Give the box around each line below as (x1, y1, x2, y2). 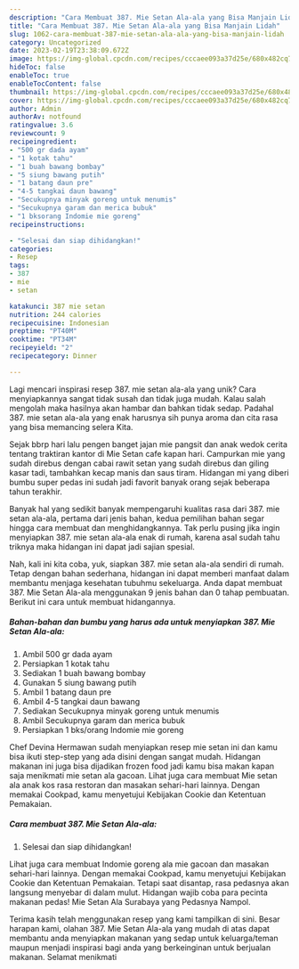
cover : (9, 95, 34, 105)
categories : (9, 244, 53, 254)
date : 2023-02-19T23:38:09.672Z (9, 46, 129, 55)
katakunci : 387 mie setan (9, 302, 105, 311)
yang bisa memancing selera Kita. (9, 421, 133, 432)
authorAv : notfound (9, 112, 82, 121)
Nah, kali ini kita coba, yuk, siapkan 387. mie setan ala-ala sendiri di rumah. (9, 558, 285, 569)
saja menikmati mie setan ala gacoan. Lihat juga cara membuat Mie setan (9, 769, 278, 780)
